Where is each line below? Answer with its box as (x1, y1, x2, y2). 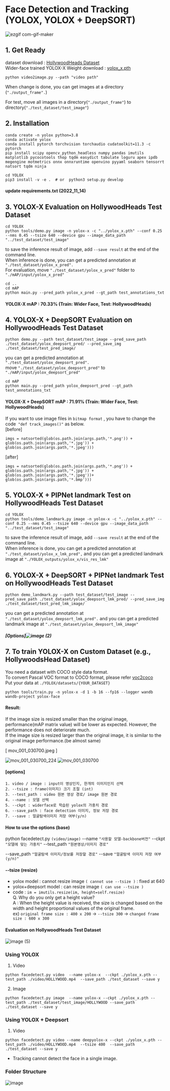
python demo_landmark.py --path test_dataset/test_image (5, 592, 128, 597)
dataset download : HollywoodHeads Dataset (5, 60, 100, 66)
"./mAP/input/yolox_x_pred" (5, 272, 65, 277)
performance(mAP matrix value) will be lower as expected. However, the (5, 721, 157, 727)
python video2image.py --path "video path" (5, 75, 99, 80)
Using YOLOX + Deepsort (5, 1016, 69, 1023)
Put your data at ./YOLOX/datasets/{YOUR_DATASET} (5, 679, 111, 685)
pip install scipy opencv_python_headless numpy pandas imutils (5, 150, 144, 156)
